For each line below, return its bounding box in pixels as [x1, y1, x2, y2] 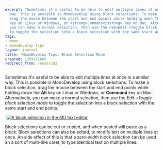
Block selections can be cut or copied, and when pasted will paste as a [5, 124, 147, 130]
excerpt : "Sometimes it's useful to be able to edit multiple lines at [5, 7, 153, 12]
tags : [5, 34, 16, 39]
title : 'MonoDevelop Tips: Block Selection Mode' [5, 52, 108, 57]
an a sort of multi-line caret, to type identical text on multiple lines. [5, 139, 138, 145]
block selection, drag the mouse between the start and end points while [5, 85, 149, 90]
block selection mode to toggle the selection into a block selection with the [5, 100, 155, 106]
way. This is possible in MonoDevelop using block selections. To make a [5, 79, 149, 85]
